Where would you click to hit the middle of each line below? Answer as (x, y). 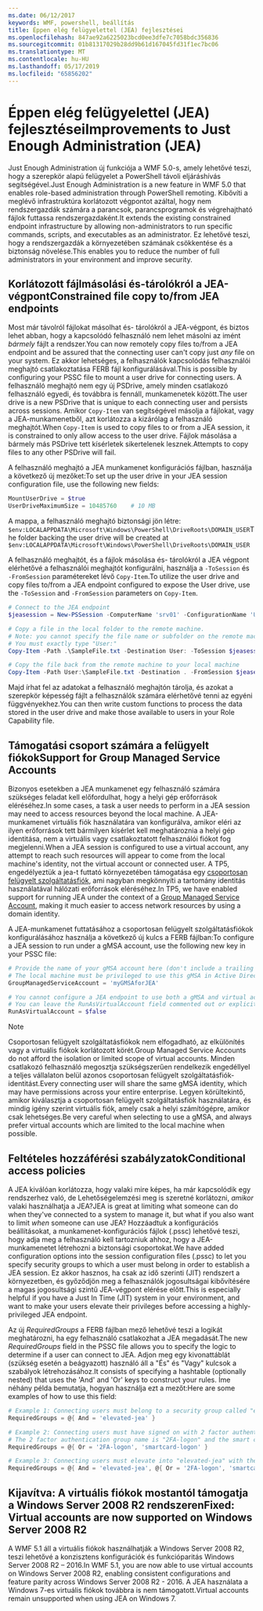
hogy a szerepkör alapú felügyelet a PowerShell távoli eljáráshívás (115, 176)
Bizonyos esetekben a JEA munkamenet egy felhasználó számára (114, 789)
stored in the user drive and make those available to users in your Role (121, 713)
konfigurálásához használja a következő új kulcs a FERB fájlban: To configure (131, 937)
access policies (47, 1170)
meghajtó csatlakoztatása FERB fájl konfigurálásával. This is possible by (122, 369)
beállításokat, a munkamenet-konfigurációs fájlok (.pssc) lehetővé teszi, (124, 1231)
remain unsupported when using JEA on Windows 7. (92, 1598)
